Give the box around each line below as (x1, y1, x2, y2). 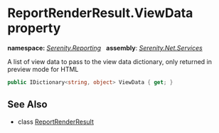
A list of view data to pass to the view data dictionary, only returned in (7, 57, 212, 65)
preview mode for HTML (7, 65, 79, 73)
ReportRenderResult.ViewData (7, 5, 193, 21)
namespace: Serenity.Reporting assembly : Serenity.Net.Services (7, 43, 203, 52)
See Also (7, 98, 48, 111)
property (7, 20, 61, 36)
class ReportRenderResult (17, 117, 95, 126)
